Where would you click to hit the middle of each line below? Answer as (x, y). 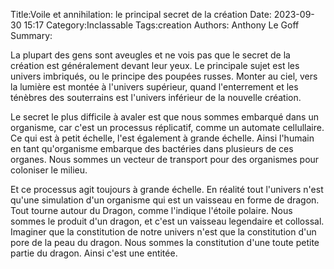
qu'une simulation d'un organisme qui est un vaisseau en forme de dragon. (165, 200)
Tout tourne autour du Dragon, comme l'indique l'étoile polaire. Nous (151, 210)
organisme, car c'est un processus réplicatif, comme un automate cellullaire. (167, 127)
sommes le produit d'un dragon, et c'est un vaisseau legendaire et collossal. (167, 221)
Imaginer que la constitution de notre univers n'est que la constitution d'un (163, 232)
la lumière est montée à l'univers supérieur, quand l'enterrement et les (154, 87)
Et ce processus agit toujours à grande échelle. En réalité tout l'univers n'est (167, 189)
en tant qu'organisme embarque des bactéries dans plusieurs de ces (152, 148)
